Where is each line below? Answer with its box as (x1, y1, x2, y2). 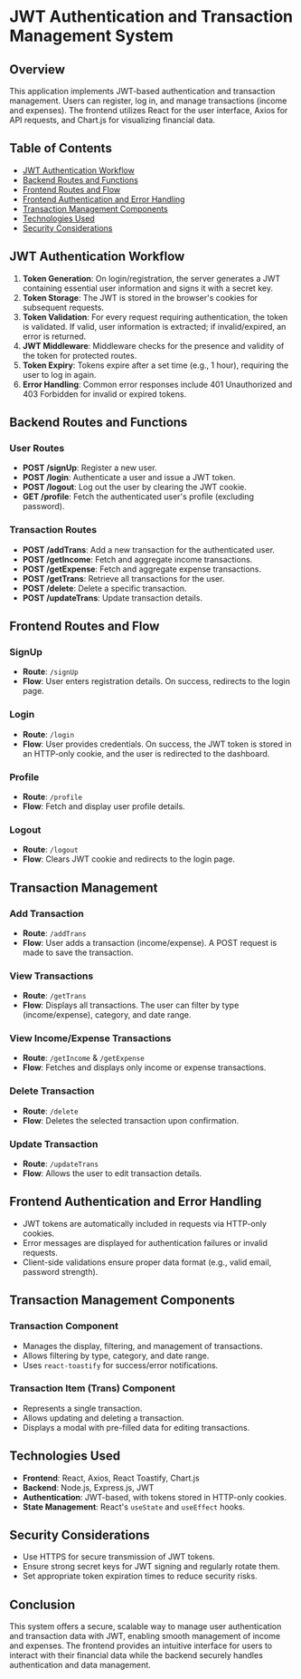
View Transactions (9, 970, 94, 982)
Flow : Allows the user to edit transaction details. (22, 1168, 202, 1179)
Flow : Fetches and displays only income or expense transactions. (22, 1062, 267, 1073)
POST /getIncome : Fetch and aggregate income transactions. (22, 554, 253, 564)
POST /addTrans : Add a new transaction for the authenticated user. (22, 544, 276, 555)
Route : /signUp (22, 666, 79, 677)
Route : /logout (22, 844, 79, 855)
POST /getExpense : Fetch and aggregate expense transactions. (22, 564, 262, 574)
